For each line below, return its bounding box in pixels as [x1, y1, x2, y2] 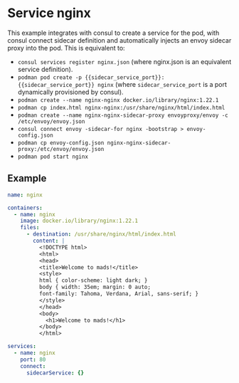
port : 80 [20, 356, 46, 363]
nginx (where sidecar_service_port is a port [97, 80, 228, 88]
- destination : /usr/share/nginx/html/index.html [26, 231, 176, 238]
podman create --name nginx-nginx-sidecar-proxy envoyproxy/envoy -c [17, 112, 229, 119]
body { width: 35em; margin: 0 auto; [38, 283, 152, 291]
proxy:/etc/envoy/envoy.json [17, 145, 105, 152]
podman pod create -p [17, 73, 82, 81]
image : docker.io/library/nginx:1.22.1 [20, 217, 139, 225]
